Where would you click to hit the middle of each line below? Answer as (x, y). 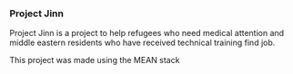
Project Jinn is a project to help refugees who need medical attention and (147, 33)
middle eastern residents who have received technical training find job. (142, 42)
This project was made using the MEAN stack (95, 60)
